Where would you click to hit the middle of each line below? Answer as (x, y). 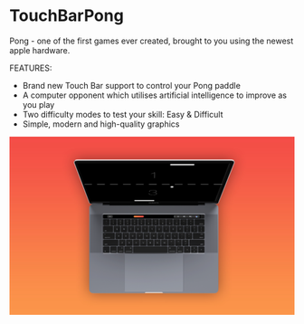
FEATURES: (31, 68)
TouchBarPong (66, 16)
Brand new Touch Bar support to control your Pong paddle (132, 85)
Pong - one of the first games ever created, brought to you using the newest (152, 41)
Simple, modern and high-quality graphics (101, 124)
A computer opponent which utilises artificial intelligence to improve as (155, 95)
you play (38, 104)
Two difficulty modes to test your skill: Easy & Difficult (123, 114)
